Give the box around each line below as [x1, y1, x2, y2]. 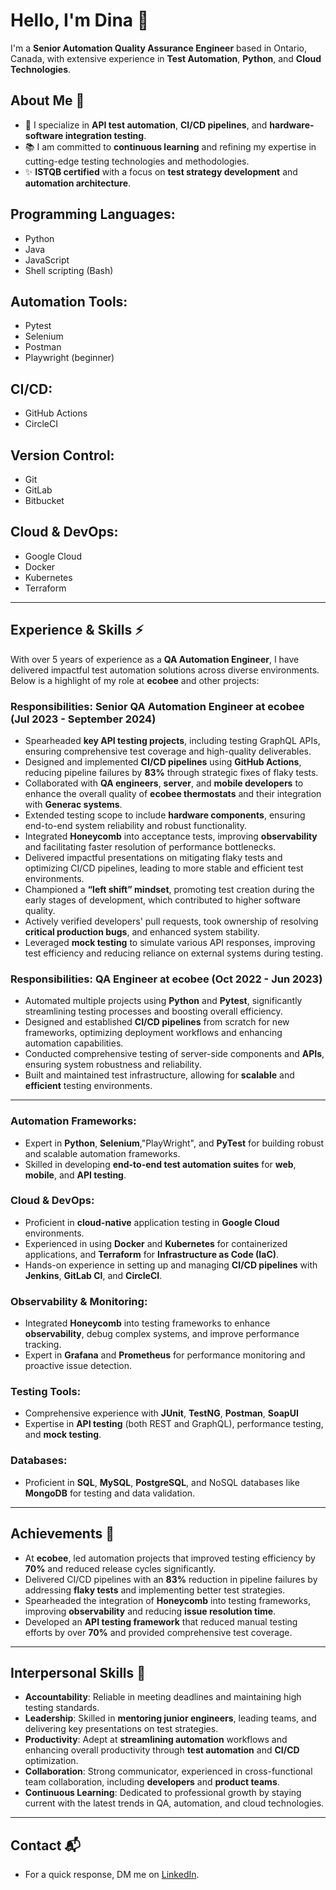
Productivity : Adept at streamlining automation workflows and [24, 1734, 288, 1746]
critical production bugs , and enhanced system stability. [24, 925, 260, 938]
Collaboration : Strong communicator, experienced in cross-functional [24, 1765, 313, 1778]
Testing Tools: [10, 1385, 82, 1399]
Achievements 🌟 [10, 1525, 115, 1543]
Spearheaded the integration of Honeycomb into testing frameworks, [24, 1594, 311, 1606]
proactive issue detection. [24, 1360, 133, 1372]
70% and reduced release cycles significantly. [24, 1562, 217, 1574]
